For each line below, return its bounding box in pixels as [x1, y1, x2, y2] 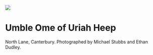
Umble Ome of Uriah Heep [5, 22, 116, 34]
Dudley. [5, 44, 21, 50]
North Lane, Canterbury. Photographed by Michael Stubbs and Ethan [5, 38, 148, 45]
